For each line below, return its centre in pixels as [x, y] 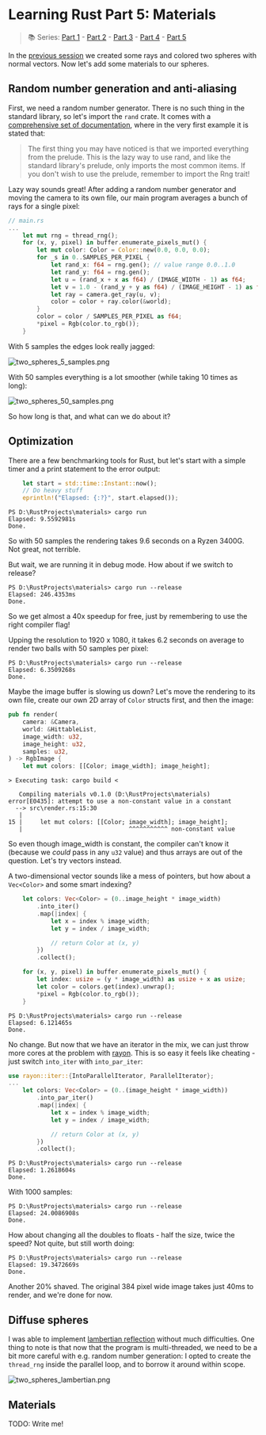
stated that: [27, 133]
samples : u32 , [46, 751]
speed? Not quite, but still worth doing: [71, 1244]
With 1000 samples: [40, 1192]
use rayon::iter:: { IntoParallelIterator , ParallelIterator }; [111, 1076]
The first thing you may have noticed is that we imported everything [138, 148]
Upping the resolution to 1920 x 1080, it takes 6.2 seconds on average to [126, 640]
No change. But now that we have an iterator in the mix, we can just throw [129, 1044]
